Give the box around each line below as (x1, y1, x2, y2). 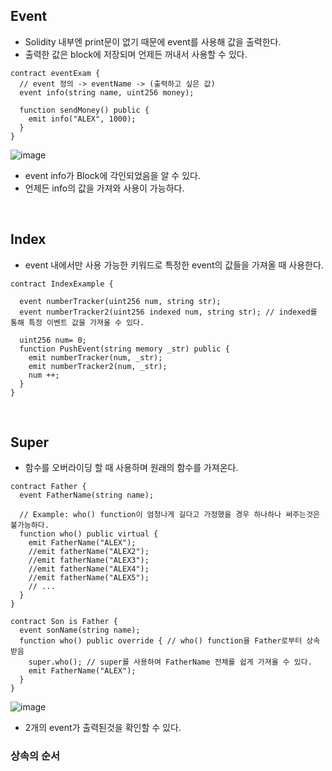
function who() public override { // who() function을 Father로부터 (19, 636, 303, 646)
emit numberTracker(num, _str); (28, 352, 163, 363)
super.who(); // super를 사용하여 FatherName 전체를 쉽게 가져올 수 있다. (28, 657, 313, 668)
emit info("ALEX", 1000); (28, 114, 137, 124)
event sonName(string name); (19, 625, 141, 636)
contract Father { (10, 482, 87, 492)
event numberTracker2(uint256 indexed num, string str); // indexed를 (19, 307, 318, 317)
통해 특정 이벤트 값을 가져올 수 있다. (10, 317, 145, 328)
